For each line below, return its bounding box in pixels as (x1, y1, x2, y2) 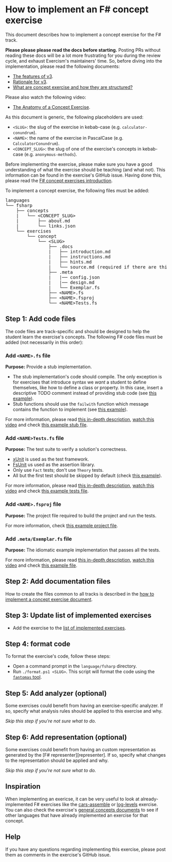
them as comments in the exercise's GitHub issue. (5, 851, 111, 858)
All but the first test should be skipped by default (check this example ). (12, 472, 162, 478)
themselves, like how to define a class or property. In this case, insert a (12, 385, 163, 391)
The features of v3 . (12, 73, 54, 79)
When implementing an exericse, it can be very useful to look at (5, 796, 140, 802)
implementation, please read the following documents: (5, 63, 120, 69)
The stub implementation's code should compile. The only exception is (12, 374, 162, 380)
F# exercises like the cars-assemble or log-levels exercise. (34, 801, 158, 807)
